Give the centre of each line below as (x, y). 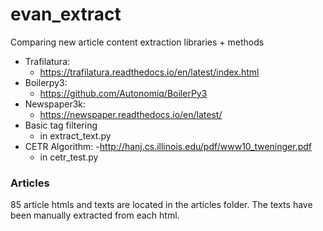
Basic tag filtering (61, 125)
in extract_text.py (75, 135)
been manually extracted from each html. (95, 215)
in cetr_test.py (69, 157)
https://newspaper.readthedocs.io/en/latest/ (131, 114)
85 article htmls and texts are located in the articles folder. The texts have (161, 205)
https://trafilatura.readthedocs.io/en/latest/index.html (149, 72)
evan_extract (66, 14)
